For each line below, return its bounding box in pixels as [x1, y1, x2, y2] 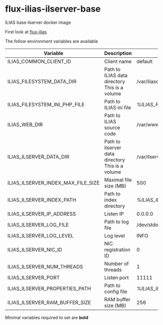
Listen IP [104, 210, 124, 217]
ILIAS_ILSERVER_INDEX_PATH [7, 196, 77, 203]
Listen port [104, 274, 129, 281]
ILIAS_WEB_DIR [7, 121, 43, 128]
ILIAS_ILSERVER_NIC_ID [7, 246, 62, 253]
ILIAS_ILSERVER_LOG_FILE [7, 221, 69, 228]
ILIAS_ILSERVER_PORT [7, 274, 60, 281]
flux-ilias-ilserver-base [5, 3, 101, 15]
